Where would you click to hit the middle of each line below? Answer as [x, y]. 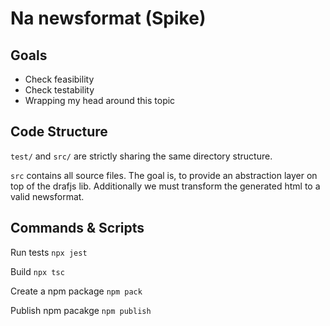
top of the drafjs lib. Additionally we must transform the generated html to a [165, 186]
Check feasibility [59, 79]
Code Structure [59, 132]
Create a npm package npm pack [76, 291]
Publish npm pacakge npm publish [81, 310]
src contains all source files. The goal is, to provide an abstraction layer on [164, 175]
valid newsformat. [47, 196]
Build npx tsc [37, 271]
